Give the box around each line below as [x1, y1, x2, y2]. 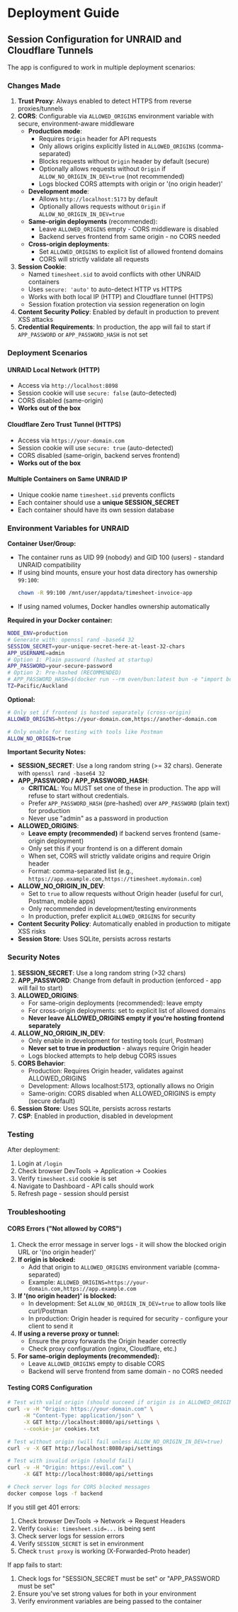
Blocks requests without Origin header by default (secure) [38, 157, 210, 166]
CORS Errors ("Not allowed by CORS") [7, 1224, 122, 1233]
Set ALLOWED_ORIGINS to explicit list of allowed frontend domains [38, 247, 224, 256]
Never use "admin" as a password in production [28, 814, 169, 823]
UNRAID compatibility [17, 561, 81, 569]
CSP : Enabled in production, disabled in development [17, 1112, 174, 1120]
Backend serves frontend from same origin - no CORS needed [38, 233, 221, 241]
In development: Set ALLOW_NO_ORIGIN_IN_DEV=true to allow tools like [28, 1299, 227, 1308]
